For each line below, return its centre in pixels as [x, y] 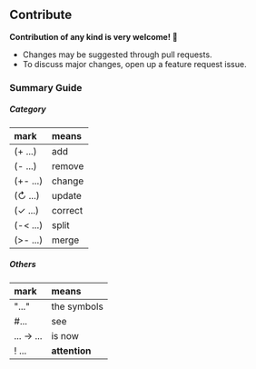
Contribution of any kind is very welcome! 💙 [94, 36]
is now [65, 335]
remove [68, 165]
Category [28, 109]
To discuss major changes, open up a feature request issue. [134, 64]
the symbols [78, 306]
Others [23, 264]
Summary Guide [46, 87]
